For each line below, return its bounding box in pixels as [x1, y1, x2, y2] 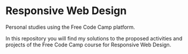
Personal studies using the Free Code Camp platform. [5, 23, 136, 31]
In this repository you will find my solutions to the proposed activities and [5, 35, 183, 42]
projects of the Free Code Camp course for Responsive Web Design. [5, 41, 172, 48]
